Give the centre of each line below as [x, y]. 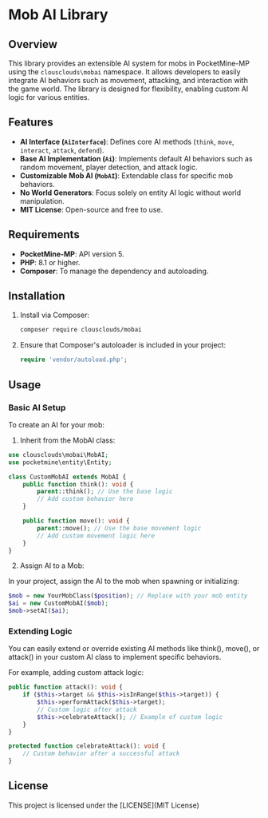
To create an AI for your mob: [57, 424]
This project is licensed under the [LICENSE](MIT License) [104, 805]
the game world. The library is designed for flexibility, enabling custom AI [128, 89]
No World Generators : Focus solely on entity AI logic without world [130, 193]
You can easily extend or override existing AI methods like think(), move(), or [134, 649]
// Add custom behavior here [85, 499]
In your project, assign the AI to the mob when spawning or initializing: [124, 582]
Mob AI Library [58, 15]
